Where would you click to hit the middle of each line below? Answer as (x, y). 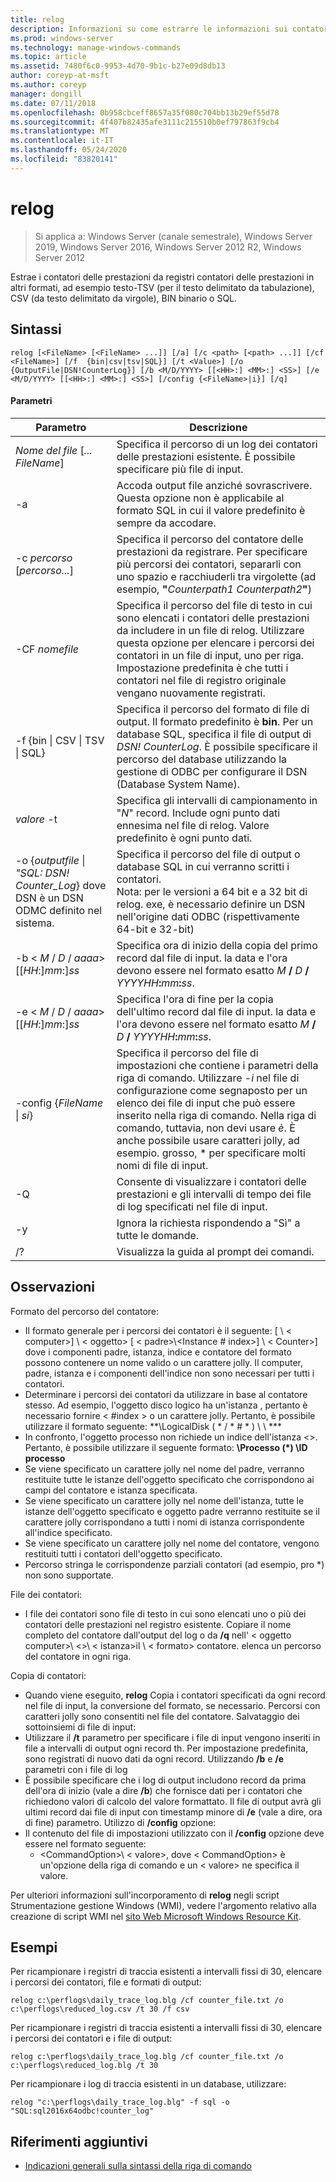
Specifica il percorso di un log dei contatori (217, 444)
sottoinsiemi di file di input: (80, 1727)
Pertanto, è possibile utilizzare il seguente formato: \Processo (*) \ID (166, 1447)
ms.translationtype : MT (60, 131)
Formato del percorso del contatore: (85, 1311)
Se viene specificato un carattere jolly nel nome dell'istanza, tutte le (164, 1500)
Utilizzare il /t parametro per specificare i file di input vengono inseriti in (172, 1737)
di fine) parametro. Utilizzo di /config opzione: (120, 1822)
